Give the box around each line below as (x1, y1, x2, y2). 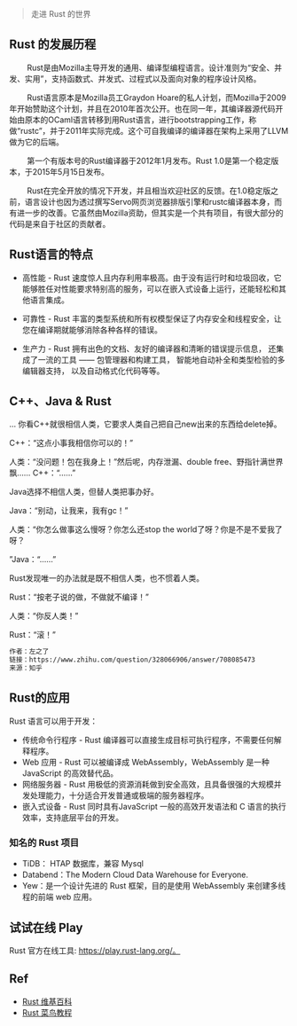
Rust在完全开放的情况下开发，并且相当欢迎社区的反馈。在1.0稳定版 (26, 185, 271, 196)
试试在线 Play (9, 920, 83, 935)
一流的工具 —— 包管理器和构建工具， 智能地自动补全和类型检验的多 (37, 354, 285, 364)
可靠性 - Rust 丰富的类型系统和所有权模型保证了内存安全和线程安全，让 (21, 313, 282, 324)
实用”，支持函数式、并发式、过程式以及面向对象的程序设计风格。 (24, 73, 262, 83)
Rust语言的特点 (9, 247, 94, 262)
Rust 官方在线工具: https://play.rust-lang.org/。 (9, 944, 181, 956)
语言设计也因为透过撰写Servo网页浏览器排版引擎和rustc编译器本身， (24, 196, 275, 207)
